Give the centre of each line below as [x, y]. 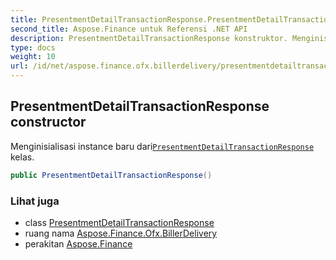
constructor [48, 122]
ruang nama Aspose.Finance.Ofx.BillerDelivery [121, 233]
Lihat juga [35, 201]
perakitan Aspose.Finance [78, 243]
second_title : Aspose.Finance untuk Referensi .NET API [129, 29]
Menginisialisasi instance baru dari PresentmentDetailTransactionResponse [162, 146]
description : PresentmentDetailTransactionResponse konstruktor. [149, 38]
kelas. [22, 157]
